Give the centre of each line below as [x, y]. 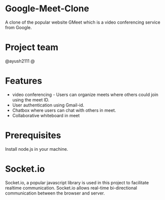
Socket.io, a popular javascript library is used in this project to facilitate [77, 182]
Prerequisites [33, 135]
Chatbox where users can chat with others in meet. [64, 110]
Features [24, 81]
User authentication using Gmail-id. [48, 105]
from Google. [18, 27]
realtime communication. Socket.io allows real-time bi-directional [71, 188]
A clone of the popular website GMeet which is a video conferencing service [83, 22]
